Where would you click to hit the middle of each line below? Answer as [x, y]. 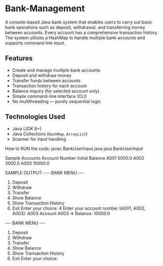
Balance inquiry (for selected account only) [56, 91]
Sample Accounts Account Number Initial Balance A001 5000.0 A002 [75, 158]
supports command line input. [35, 43]
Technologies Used [35, 117]
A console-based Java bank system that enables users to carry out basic [79, 22]
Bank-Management [45, 9]
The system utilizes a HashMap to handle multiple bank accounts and [75, 38]
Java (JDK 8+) [27, 128]
